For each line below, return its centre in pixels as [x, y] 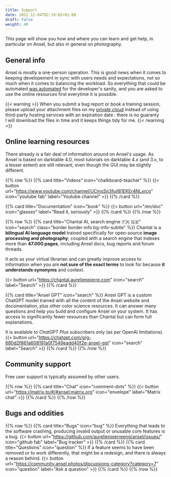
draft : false [19, 19]
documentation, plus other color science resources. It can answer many [81, 306]
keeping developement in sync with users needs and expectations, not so [83, 78]
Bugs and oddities [35, 413]
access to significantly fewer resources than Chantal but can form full [79, 316]
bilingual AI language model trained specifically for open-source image [81, 233]
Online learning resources [47, 142]
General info [25, 60]
